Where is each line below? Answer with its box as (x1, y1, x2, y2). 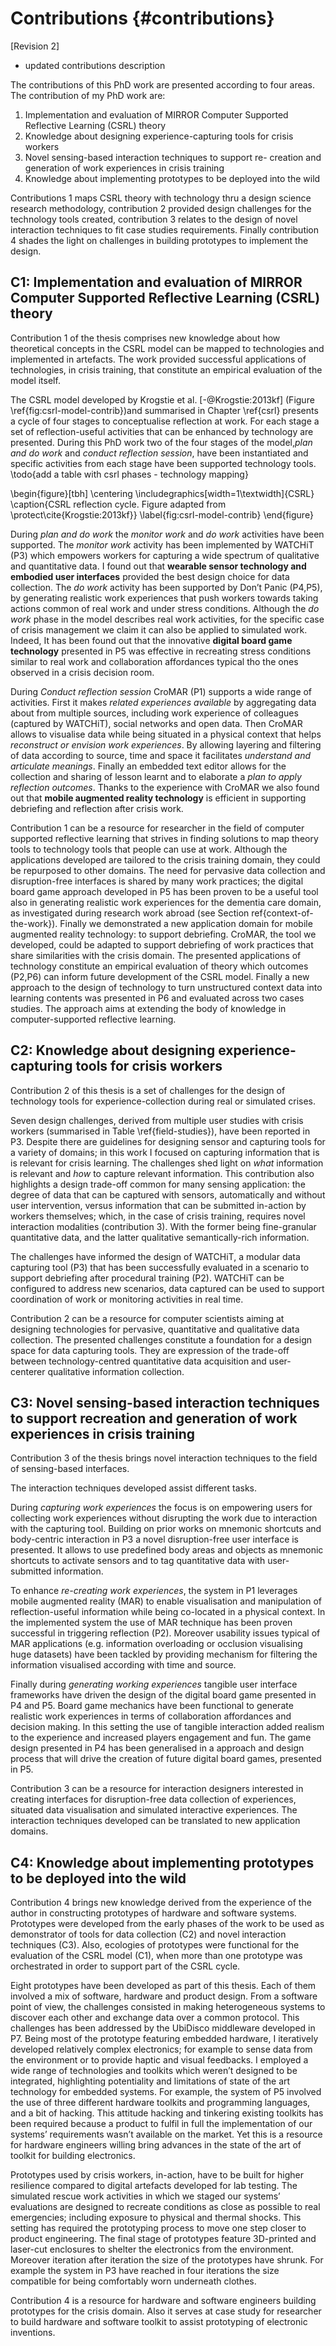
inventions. (10, 2327, 56, 2339)
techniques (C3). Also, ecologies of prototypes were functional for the (10, 1939, 300, 1951)
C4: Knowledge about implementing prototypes (10, 1854, 315, 1871)
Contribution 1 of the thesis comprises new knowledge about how (10, 332, 281, 344)
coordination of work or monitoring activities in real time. (10, 1293, 244, 1305)
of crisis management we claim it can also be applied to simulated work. (10, 623, 308, 636)
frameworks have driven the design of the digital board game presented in (10, 1689, 317, 1701)
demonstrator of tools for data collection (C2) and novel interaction (10, 1928, 287, 1941)
